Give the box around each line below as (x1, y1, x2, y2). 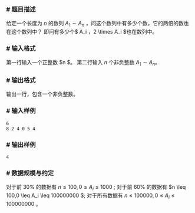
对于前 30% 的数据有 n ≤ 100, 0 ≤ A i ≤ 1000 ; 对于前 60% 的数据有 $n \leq (6, 183, 186, 192)
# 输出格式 (6, 76, 36, 84)
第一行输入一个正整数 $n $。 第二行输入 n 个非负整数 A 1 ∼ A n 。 (6, 59, 161, 67)
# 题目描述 (6, 5, 36, 13)
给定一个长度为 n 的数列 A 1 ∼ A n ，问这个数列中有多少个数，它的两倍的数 (6, 19, 184, 28)
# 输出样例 (6, 140, 36, 149)
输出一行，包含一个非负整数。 (6, 90, 78, 98)
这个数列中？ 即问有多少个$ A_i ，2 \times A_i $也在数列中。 (11, 28, 158, 35)
